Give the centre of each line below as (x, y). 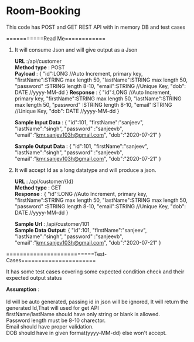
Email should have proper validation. (50, 326)
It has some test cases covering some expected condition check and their (95, 272)
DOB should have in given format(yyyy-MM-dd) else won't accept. (86, 333)
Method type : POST (40, 67)
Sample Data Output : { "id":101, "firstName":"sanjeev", (81, 230)
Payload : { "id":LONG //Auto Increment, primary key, (79, 73)
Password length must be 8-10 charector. (56, 320)
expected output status (34, 277)
